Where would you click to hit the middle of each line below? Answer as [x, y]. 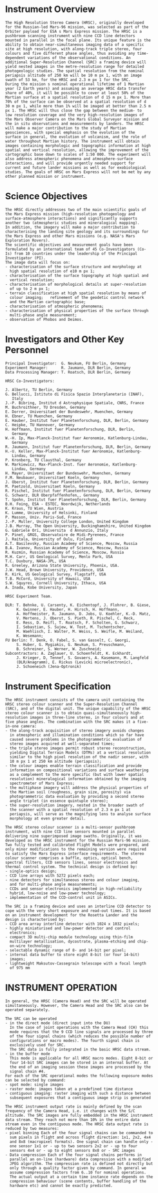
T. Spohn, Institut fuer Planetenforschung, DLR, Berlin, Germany [76, 500]
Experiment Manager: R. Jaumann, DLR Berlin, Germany [68, 368]
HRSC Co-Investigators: [30, 381]
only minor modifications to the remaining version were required [76, 849]
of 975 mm [20, 968]
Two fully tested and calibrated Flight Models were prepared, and [77, 845]
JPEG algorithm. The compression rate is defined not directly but [81, 1163]
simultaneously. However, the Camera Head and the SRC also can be [77, 1005]
